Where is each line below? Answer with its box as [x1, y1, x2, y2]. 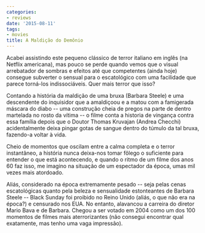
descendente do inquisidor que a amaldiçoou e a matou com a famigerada [6, 98, 194, 106]
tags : [6, 26, 20, 32]
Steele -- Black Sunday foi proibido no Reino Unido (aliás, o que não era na [6, 194, 196, 201]
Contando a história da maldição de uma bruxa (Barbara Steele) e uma [6, 92, 184, 99]
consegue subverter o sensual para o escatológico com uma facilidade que [6, 74, 196, 81]
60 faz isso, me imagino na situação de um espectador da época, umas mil [6, 163, 196, 169]
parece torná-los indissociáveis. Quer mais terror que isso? [6, 80, 155, 87]
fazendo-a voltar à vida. [6, 131, 67, 138]
